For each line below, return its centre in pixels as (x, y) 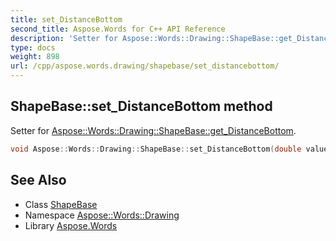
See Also (38, 180)
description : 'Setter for (64, 38)
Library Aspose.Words (71, 225)
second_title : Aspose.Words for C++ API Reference (118, 29)
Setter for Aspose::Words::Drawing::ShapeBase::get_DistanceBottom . (153, 130)
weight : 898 (35, 57)
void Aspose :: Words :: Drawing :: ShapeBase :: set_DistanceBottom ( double (156, 149)
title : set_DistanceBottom (66, 19)
